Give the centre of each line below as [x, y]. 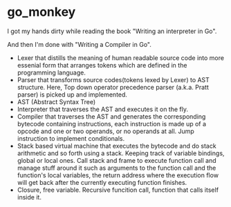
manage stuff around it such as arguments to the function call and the [117, 168]
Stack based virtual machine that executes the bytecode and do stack [117, 146]
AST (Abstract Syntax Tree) [56, 101]
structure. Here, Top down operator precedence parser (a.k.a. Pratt [113, 87]
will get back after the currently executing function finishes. [102, 182]
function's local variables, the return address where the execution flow [118, 175]
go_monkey [41, 12]
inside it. [29, 197]
